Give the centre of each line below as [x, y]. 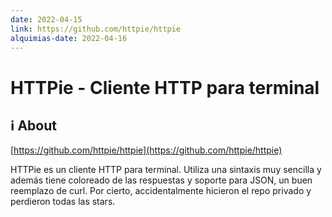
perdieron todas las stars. [63, 202]
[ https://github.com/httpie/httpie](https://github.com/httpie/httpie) [146, 150]
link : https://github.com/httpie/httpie [96, 29]
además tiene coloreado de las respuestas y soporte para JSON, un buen [161, 180]
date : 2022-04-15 [46, 19]
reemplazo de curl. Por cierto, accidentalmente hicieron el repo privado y [161, 191]
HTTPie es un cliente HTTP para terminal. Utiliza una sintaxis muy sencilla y [166, 170]
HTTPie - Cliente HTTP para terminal [165, 87]
